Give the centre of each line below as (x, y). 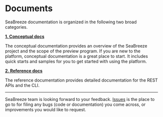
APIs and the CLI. (22, 85)
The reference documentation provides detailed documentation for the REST (81, 80)
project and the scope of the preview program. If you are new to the (73, 51)
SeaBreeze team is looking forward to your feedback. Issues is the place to (80, 99)
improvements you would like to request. (46, 109)
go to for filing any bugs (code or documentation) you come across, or (75, 104)
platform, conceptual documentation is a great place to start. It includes (76, 56)
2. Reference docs (24, 70)
